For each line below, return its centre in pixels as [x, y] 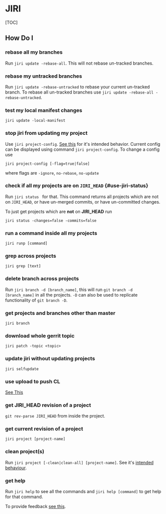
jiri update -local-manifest [35, 121]
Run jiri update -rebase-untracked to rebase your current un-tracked [78, 87]
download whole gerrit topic [40, 335]
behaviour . [16, 468]
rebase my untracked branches [44, 76]
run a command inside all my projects [51, 233]
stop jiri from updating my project [46, 133]
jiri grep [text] [23, 266]
